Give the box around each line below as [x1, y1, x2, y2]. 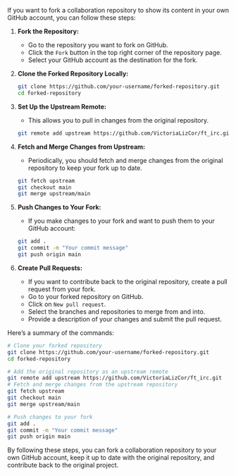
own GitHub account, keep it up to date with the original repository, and [7, 453, 215, 462]
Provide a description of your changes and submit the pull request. [27, 315, 222, 323]
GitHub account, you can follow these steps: [7, 13, 136, 22]
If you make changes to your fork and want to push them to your [27, 216, 215, 225]
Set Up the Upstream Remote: [17, 102, 107, 111]
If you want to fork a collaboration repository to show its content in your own [7, 6, 229, 14]
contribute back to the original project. [7, 461, 119, 470]
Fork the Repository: [17, 28, 80, 35]
